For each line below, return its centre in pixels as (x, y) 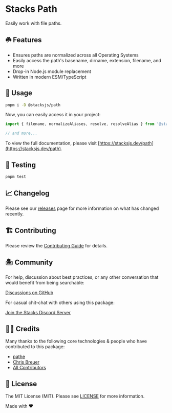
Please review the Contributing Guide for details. (56, 245)
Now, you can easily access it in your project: (53, 115)
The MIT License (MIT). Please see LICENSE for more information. (75, 396)
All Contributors (29, 368)
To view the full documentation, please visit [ (52, 143)
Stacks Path (31, 9)
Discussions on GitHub (29, 293)
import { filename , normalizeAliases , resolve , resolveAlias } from (80, 124)
